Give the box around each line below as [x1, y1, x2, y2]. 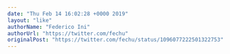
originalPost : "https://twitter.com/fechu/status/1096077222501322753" [7, 36, 224, 43]
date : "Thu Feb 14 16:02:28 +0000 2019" [7, 10, 129, 18]
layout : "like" [7, 17, 53, 24]
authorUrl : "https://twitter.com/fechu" [7, 29, 129, 37]
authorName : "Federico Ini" [7, 23, 91, 30]
